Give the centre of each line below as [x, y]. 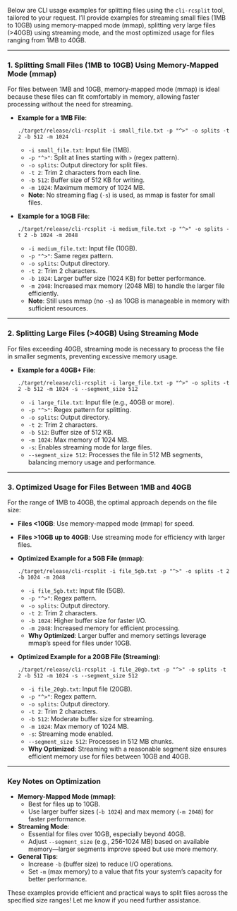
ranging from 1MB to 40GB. [47, 40]
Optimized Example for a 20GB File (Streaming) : [89, 656]
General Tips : [38, 857]
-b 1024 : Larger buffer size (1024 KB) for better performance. [117, 279]
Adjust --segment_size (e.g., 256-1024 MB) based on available [119, 842]
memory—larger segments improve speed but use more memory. [123, 849]
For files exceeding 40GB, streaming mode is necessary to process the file [116, 349]
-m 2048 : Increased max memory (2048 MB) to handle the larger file [126, 286]
